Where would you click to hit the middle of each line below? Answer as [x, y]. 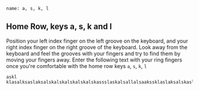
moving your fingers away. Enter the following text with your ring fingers [94, 60]
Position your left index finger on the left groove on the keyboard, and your [97, 41]
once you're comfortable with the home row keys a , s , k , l [76, 66]
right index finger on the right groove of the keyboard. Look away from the [97, 47]
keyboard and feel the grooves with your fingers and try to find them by [93, 53]
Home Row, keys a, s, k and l [59, 27]
